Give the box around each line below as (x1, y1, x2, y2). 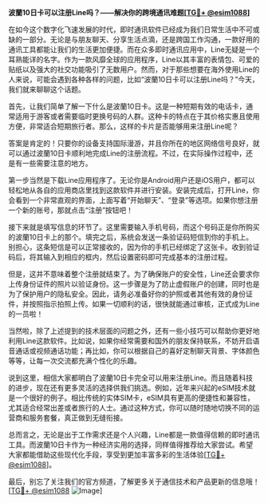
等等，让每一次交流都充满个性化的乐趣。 (8, 356, 141, 366)
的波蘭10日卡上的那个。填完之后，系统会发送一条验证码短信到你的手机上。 (8, 232, 254, 242)
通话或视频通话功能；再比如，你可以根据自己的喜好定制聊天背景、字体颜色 (14, 347, 260, 355)
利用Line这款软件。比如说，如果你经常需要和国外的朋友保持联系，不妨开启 (8, 336, 253, 346)
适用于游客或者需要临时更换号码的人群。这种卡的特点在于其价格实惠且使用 (14, 112, 260, 121)
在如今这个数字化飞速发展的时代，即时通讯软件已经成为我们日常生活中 (8, 25, 239, 34)
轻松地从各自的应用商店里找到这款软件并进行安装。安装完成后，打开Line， (8, 185, 253, 195)
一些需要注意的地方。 (22, 159, 93, 168)
